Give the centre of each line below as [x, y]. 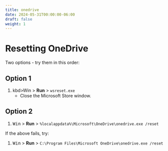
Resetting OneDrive [47, 49]
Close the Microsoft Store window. [55, 96]
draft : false [19, 19]
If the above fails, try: [27, 133]
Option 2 [19, 112]
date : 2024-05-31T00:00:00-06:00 [40, 15]
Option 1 [18, 78]
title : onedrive [22, 10]
